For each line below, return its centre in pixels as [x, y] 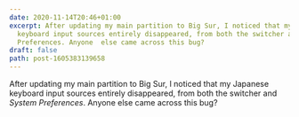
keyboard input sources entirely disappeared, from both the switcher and [143, 93]
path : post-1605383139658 [57, 58]
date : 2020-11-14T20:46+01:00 [65, 17]
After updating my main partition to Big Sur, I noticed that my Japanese [139, 84]
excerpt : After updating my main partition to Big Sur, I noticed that [145, 26]
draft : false [33, 51]
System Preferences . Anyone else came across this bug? [113, 102]
